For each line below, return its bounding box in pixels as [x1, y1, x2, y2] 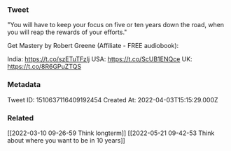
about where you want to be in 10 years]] [7, 136, 126, 144]
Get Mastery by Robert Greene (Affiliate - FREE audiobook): [7, 42, 179, 50]
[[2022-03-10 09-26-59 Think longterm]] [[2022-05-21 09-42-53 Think [7, 129, 215, 137]
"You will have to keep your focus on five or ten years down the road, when [7, 21, 225, 29]
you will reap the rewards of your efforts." [7, 28, 127, 36]
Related [7, 113, 34, 122]
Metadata [7, 80, 41, 90]
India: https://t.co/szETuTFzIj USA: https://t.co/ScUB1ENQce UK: [7, 55, 192, 63]
